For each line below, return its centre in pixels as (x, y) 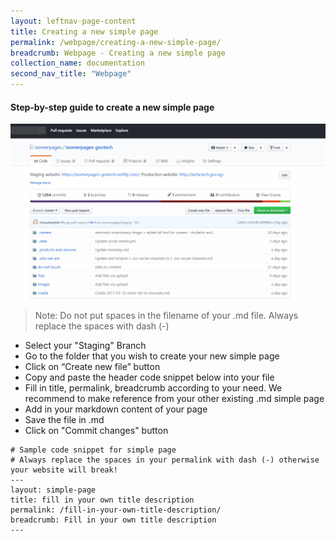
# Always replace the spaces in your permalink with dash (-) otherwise (165, 460)
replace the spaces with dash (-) (102, 326)
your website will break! (64, 470)
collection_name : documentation (77, 63)
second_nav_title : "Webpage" (71, 74)
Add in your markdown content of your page (116, 409)
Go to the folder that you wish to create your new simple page (152, 356)
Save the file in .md (64, 420)
